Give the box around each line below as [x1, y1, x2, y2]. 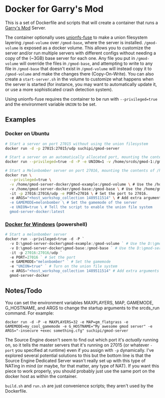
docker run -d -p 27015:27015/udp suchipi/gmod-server [5, 146, 120, 151]
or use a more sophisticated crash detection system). [5, 86, 113, 92]
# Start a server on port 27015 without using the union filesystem [5, 141, 148, 146]
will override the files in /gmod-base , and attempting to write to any [19, 60, 153, 66]
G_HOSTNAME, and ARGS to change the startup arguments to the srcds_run [5, 305, 160, 311]
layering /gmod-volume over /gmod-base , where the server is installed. [5, 39, 143, 45]
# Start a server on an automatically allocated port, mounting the [5, 155, 148, 160]
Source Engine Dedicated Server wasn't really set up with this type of [5, 357, 146, 364]
